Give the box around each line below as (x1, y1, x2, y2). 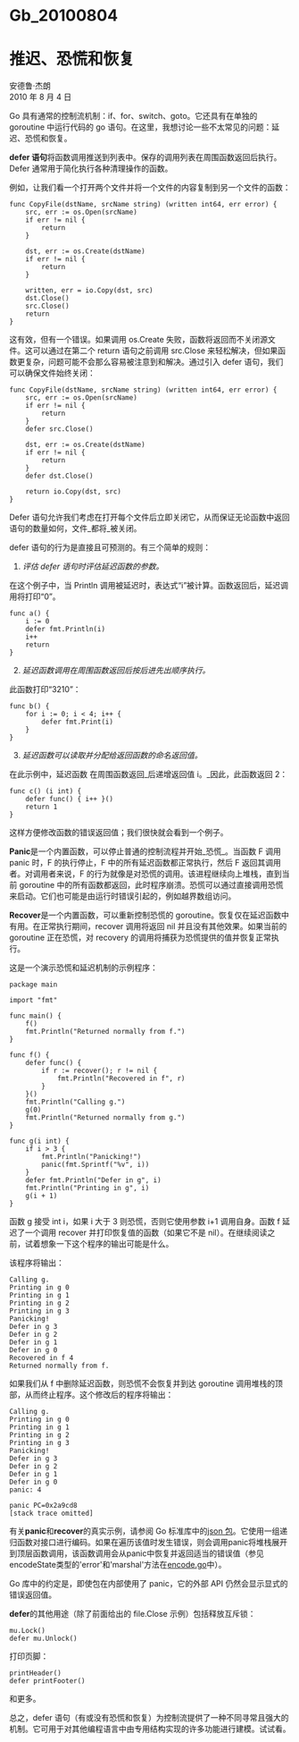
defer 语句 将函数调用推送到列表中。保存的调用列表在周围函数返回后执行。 (9, 152, 282, 163)
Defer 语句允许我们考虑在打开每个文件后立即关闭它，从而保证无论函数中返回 (9, 512, 290, 523)
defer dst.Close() (25, 471, 94, 481)
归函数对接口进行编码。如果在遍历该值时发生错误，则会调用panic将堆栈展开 (9, 1537, 288, 1548)
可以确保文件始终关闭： (9, 368, 96, 378)
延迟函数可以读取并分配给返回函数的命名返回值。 (21, 750, 203, 761)
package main (9, 980, 58, 989)
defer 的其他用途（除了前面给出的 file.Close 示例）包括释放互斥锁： (9, 1609, 256, 1619)
